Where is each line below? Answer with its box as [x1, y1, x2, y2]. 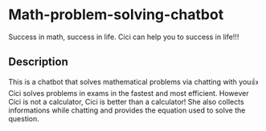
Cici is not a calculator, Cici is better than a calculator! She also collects [8, 97, 244, 106]
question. [8, 113, 40, 123]
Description [8, 55, 68, 69]
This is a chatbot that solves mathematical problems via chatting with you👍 [8, 77, 259, 86]
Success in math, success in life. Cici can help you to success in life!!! [8, 32, 239, 42]
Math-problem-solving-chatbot [8, 6, 224, 24]
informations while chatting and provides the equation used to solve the [8, 105, 246, 115]
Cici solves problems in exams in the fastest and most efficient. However [8, 88, 249, 97]
